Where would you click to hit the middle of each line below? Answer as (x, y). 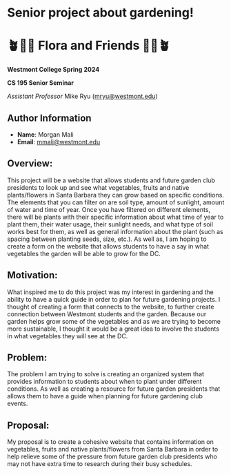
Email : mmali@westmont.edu (59, 142)
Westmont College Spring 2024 (53, 70)
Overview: (30, 164)
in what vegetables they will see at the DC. (68, 336)
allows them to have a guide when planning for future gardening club (105, 396)
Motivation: (32, 275)
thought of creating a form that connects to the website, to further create (111, 307)
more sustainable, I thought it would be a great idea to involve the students (113, 329)
